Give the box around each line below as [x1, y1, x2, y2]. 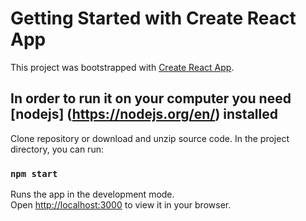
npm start [10, 168, 58, 179]
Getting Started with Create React [10, 7, 297, 30]
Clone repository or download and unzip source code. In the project [10, 132, 290, 144]
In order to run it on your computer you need [10, 90, 292, 107]
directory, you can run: [10, 143, 104, 155]
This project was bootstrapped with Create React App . [10, 61, 235, 73]
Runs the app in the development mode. [10, 188, 175, 201]
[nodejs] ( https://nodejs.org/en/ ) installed [10, 106, 278, 123]
